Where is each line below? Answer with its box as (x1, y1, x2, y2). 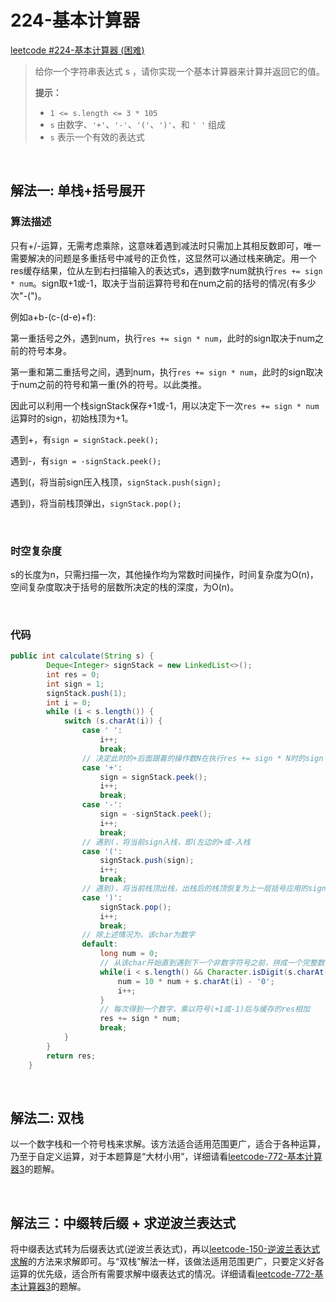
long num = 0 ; (99, 949, 159, 959)
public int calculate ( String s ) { (10, 651, 155, 661)
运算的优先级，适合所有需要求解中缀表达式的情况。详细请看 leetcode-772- (10, 1268, 315, 1280)
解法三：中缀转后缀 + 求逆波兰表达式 (10, 1214, 237, 1231)
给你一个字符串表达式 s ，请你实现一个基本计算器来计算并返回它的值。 (34, 65, 326, 77)
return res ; (46, 1051, 97, 1061)
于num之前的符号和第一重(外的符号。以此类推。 (10, 378, 207, 390)
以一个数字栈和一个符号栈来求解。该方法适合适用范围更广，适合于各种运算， (10, 1138, 326, 1150)
